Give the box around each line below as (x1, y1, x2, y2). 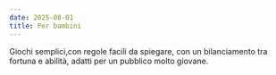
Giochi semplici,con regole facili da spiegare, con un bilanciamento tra (9, 46, 268, 56)
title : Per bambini (9, 21, 82, 30)
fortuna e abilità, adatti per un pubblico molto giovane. (9, 55, 209, 66)
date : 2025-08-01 (9, 12, 74, 22)
